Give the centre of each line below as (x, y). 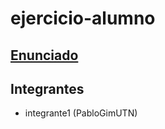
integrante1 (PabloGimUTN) (81, 113)
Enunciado (44, 55)
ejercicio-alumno (83, 18)
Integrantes (47, 88)
